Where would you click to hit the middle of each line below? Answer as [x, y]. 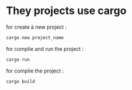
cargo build [20, 81]
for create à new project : [37, 27]
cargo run [18, 60]
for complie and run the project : [45, 49]
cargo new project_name [35, 37]
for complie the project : [35, 71]
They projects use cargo [66, 11]
